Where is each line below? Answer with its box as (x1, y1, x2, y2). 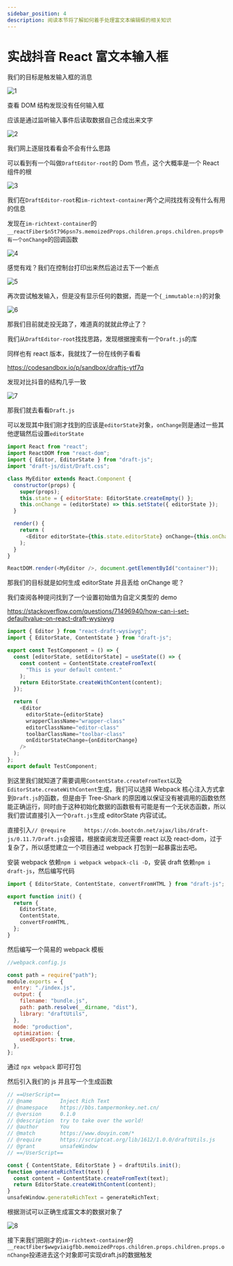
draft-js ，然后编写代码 (7, 866, 75, 875)
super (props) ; (19, 488, 60, 495)
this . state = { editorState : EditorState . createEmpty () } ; (19, 495, 194, 502)
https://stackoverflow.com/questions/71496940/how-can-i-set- (7, 607, 189, 616)
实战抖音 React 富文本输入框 (7, 49, 169, 65)
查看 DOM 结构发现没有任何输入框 (7, 101, 105, 110)
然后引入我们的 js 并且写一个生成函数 (7, 1078, 113, 1086)
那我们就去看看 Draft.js (7, 406, 75, 414)
